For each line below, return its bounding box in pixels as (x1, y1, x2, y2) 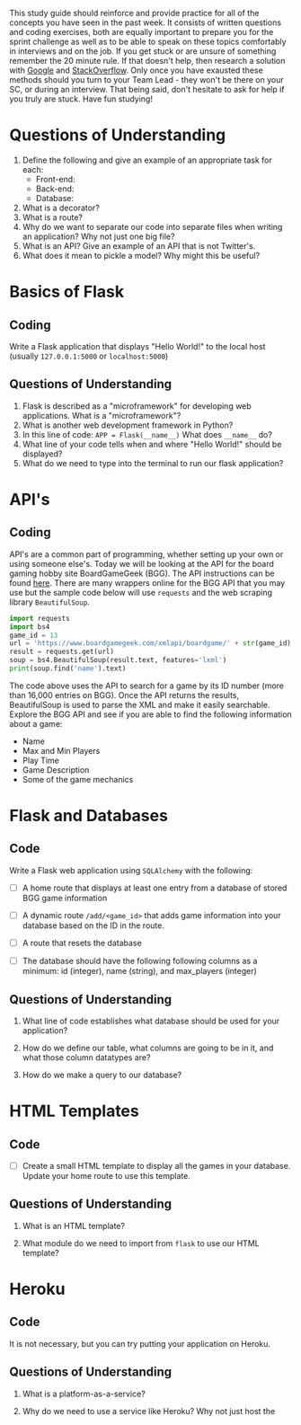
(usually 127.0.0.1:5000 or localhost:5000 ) (9, 350, 169, 361)
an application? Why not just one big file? (22, 231, 175, 242)
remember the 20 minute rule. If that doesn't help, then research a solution (9, 56, 286, 66)
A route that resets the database (22, 938, 142, 948)
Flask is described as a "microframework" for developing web (22, 400, 252, 412)
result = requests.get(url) (9, 647, 115, 657)
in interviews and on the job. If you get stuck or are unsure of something (9, 46, 277, 57)
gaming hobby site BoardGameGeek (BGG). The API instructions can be (9, 568, 275, 579)
